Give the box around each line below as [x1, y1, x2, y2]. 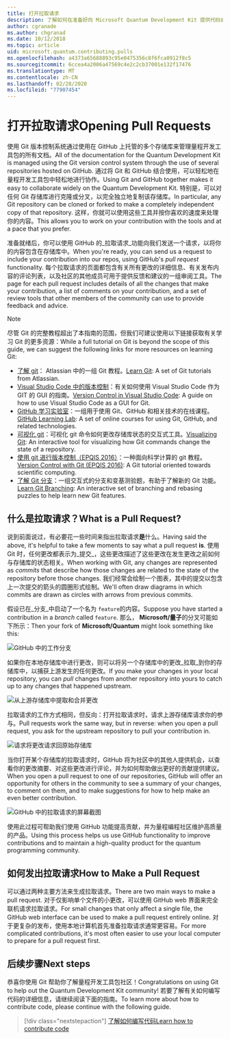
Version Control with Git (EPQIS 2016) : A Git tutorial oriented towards [16, 461, 211, 469]
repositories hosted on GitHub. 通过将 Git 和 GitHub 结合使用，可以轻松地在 [7, 167, 220, 175]
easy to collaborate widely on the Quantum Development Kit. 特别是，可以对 [7, 184, 222, 192]
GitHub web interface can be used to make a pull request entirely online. [7, 913, 212, 921]
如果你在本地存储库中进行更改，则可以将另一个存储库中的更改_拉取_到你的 [7, 658, 217, 666]
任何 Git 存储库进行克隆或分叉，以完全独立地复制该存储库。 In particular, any [7, 193, 221, 201]
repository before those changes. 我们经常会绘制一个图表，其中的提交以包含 [7, 574, 223, 582]
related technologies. [16, 422, 77, 430]
